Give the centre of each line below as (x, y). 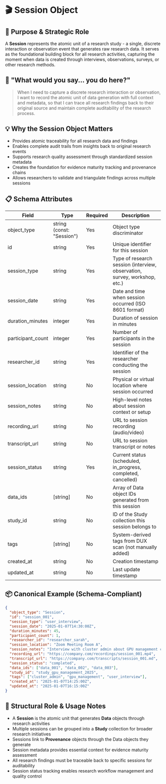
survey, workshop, (134, 277)
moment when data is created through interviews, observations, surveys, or (82, 59)
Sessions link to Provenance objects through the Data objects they (80, 739)
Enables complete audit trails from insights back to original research (82, 146)
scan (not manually (135, 547)
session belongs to (135, 527)
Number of (125, 332)
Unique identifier (132, 244)
